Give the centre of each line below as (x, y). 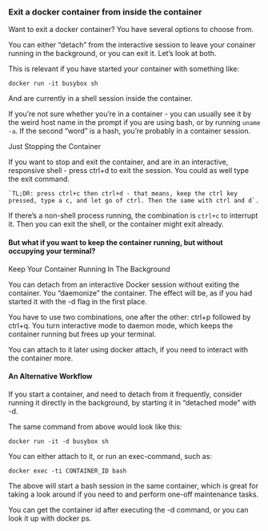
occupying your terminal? (52, 251)
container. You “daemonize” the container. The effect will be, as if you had (130, 293)
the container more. (41, 358)
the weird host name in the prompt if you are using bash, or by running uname (134, 123)
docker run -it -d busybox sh (59, 441)
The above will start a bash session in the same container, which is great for (133, 485)
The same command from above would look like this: (95, 426)
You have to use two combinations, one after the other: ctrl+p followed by (130, 317)
